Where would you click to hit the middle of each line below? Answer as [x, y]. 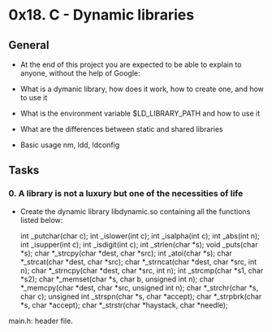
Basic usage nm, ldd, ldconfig [70, 145]
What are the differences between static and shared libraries [121, 129]
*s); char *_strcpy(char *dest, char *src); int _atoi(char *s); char [126, 253]
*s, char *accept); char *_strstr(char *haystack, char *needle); [124, 305]
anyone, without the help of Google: [80, 73]
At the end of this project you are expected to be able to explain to [131, 64]
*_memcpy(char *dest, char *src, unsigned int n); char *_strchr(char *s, [139, 287]
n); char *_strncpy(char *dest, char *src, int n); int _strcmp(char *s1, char [142, 270]
